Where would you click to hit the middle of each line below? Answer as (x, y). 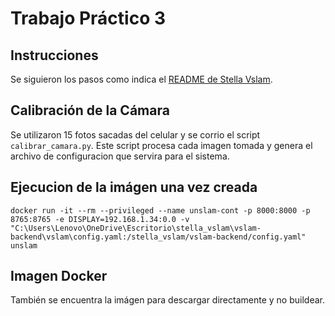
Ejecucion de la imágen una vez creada (134, 187)
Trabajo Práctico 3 (88, 18)
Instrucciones (54, 55)
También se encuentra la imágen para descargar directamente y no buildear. (167, 300)
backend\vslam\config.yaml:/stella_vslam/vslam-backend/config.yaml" (158, 237)
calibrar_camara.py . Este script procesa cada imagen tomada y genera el (161, 145)
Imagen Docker (59, 276)
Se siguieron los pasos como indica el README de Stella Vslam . (141, 79)
